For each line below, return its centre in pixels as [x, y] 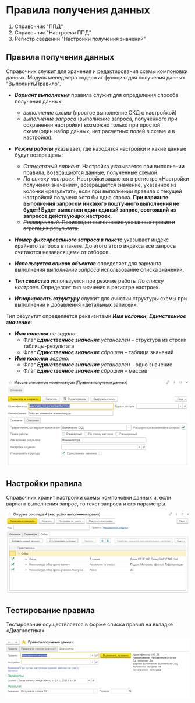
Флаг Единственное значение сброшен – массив [85, 370]
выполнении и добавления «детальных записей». [76, 304]
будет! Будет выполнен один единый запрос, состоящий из [100, 209]
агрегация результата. [51, 228]
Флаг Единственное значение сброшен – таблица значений [98, 352]
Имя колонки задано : [42, 358]
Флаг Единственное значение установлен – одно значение [98, 364]
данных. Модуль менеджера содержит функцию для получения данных [95, 77]
